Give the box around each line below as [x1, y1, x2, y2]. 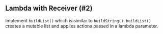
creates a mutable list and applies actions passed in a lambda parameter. [5, 23, 158, 29]
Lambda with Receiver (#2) [5, 4, 93, 13]
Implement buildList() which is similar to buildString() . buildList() [5, 17, 151, 23]
